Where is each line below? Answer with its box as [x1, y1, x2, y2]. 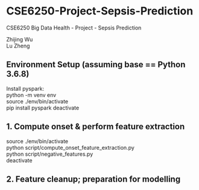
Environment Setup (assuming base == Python [6, 60, 186, 70]
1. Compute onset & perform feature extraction [6, 121, 185, 132]
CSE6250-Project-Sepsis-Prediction [6, 4, 194, 18]
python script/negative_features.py [6, 150, 93, 158]
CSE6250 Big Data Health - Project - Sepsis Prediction [6, 24, 142, 31]
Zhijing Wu [6, 35, 33, 43]
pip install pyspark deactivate [6, 104, 80, 111]
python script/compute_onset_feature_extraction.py [6, 144, 134, 151]
